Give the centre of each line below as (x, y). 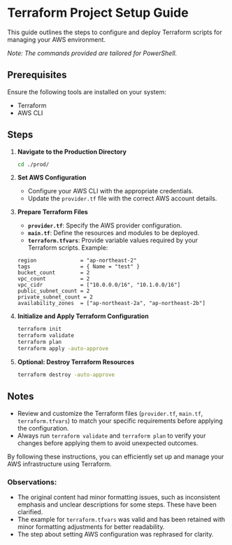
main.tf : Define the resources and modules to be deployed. (114, 233)
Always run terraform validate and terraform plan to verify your (111, 435)
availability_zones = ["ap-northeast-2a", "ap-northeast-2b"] (111, 304)
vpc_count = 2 (53, 279)
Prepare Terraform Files (53, 212)
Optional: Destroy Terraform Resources (76, 361)
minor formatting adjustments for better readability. (91, 527)
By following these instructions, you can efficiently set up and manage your (116, 456)
